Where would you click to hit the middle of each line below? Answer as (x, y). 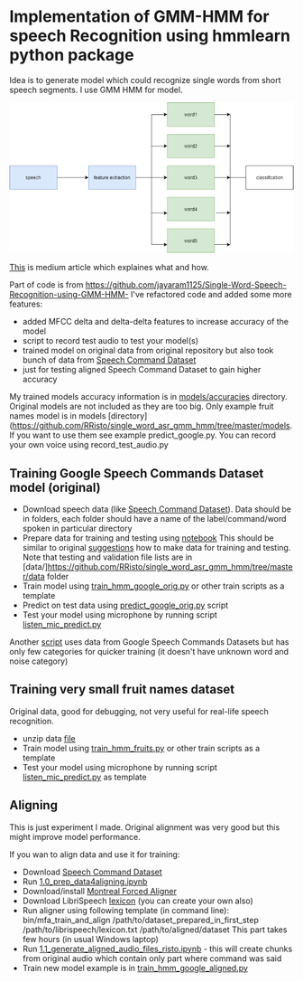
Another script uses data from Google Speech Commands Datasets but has (149, 642)
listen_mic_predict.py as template (84, 777)
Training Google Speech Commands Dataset (137, 473)
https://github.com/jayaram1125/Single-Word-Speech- (186, 285)
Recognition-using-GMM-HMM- (69, 295)
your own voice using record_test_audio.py (89, 445)
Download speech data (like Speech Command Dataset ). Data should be (156, 509)
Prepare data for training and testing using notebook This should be (148, 538)
